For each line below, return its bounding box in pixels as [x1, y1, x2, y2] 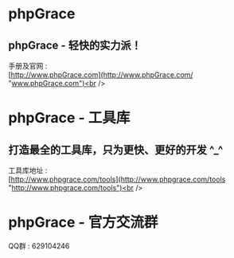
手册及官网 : [8, 61, 48, 70]
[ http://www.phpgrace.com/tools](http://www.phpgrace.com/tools [8, 174, 226, 184]
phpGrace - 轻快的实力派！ [8, 38, 142, 52]
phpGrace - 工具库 [8, 109, 131, 127]
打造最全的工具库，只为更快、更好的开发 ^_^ [8, 143, 224, 156]
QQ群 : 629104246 [8, 240, 70, 251]
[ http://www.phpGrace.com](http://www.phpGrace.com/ [8, 70, 193, 80]
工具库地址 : [8, 166, 48, 175]
